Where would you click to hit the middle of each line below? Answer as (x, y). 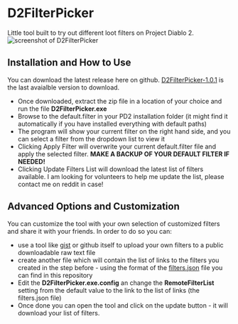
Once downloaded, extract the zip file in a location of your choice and (120, 101)
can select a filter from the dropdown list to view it (91, 139)
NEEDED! (31, 161)
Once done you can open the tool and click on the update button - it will (123, 305)
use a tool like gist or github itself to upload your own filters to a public (120, 245)
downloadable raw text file (56, 252)
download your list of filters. (59, 313)
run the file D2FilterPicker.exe (62, 109)
